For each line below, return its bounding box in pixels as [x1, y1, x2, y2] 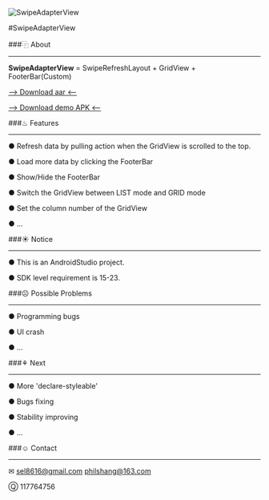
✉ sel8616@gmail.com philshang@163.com [8, 466, 151, 476]
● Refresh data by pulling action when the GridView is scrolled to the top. [8, 141, 251, 151]
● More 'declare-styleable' [8, 381, 98, 390]
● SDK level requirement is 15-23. [8, 273, 120, 282]
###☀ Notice [8, 235, 54, 244]
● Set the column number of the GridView [8, 204, 148, 212]
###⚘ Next [8, 358, 46, 368]
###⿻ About [8, 40, 51, 49]
